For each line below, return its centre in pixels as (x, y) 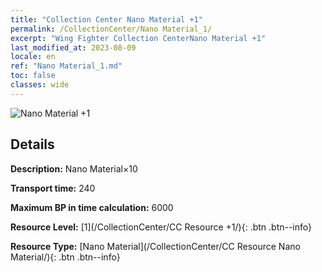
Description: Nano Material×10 (74, 168)
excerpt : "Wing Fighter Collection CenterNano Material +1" (138, 38)
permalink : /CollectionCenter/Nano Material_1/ (111, 29)
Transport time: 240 (53, 188)
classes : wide (40, 85)
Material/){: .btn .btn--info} (65, 257)
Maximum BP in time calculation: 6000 (92, 207)
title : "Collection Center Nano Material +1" (106, 19)
